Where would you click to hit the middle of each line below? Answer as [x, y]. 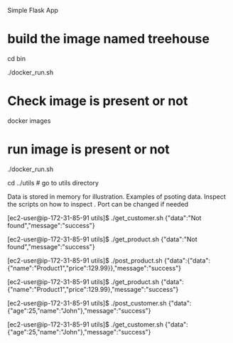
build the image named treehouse [108, 39]
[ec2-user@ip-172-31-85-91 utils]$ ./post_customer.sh [87, 303]
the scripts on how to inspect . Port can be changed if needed [98, 204]
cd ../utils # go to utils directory [53, 183]
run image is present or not [88, 149]
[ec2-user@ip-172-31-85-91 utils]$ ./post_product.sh [85, 260]
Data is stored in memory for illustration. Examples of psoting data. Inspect [116, 196]
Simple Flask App [33, 10]
